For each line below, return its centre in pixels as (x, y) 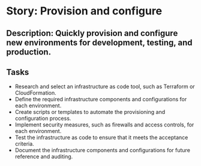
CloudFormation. (36, 93)
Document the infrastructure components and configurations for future (103, 150)
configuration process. (43, 119)
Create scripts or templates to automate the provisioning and (90, 112)
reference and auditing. (44, 156)
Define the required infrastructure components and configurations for (101, 99)
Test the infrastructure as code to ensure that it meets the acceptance (101, 138)
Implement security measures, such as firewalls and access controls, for (104, 125)
